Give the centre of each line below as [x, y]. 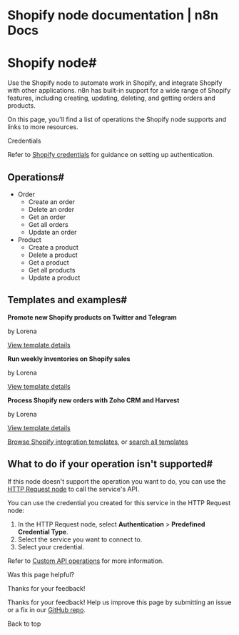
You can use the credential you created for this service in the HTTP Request [119, 502]
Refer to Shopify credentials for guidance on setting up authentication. [111, 155]
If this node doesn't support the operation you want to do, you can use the [117, 481]
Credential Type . [43, 532]
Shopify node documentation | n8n [113, 15]
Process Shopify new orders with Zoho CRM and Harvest [93, 400]
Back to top [24, 624]
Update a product [54, 278]
